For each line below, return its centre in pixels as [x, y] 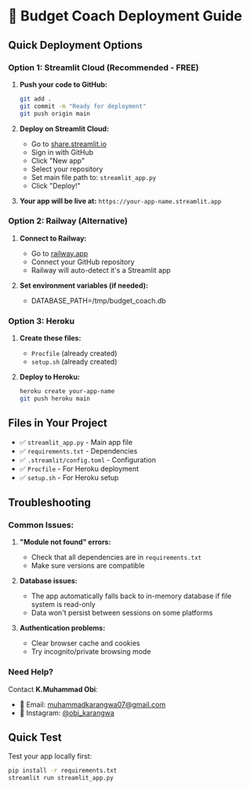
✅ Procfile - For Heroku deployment [79, 468]
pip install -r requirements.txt [63, 771]
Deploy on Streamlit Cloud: [64, 128]
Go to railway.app [60, 253]
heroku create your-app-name [67, 391]
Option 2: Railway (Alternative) [68, 221]
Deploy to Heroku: [50, 377]
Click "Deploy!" [56, 186]
